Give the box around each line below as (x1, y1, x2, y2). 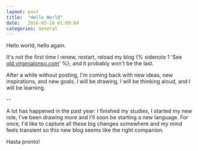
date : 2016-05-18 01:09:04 (6, 20, 79, 26)
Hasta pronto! (6, 138, 40, 146)
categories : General (6, 25, 58, 32)
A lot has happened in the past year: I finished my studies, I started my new (6, 107, 193, 114)
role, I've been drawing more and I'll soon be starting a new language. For (6, 114, 189, 121)
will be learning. (6, 84, 46, 92)
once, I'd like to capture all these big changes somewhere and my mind (6, 120, 182, 128)
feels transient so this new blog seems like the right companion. (6, 126, 164, 134)
